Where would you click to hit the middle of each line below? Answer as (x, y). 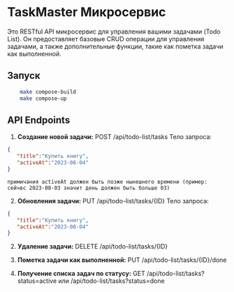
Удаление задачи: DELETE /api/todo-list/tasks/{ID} (93, 247)
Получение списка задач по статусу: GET (81, 274)
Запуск (24, 76)
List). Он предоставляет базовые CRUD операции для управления (106, 38)
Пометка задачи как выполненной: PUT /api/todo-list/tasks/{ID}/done (122, 260)
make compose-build (48, 92)
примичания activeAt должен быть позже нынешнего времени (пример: (108, 182)
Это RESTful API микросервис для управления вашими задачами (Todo (114, 31)
